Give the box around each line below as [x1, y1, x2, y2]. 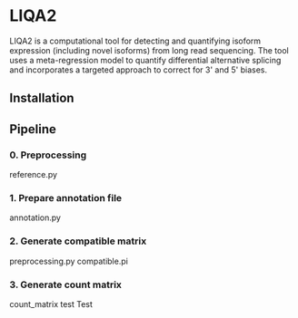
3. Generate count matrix [9, 278, 123, 291]
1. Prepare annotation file [9, 191, 123, 204]
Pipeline [9, 121, 57, 137]
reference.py [9, 169, 57, 180]
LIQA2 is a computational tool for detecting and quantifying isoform [9, 35, 262, 46]
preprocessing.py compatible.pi [9, 255, 129, 266]
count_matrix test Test [9, 298, 94, 309]
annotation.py [9, 212, 62, 223]
